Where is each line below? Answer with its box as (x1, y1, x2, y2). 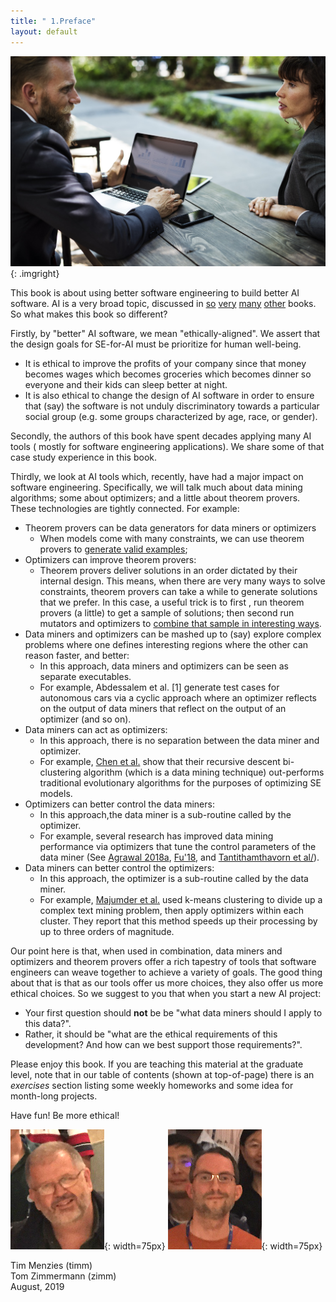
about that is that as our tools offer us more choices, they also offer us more (10, 976, 324, 989)
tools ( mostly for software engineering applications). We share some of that (10, 440, 325, 452)
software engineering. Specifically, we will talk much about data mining (10, 481, 303, 493)
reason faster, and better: (24, 649, 130, 661)
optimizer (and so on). (39, 713, 132, 725)
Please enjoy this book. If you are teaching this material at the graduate (10, 1058, 304, 1070)
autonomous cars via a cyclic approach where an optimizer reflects (39, 691, 317, 704)
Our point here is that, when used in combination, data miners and (10, 945, 283, 957)
